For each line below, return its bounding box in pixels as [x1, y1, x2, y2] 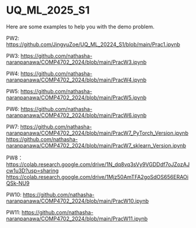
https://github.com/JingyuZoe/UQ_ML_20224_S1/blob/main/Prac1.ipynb [6, 41, 181, 48]
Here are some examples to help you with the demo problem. [6, 23, 155, 30]
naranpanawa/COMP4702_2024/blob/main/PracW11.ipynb [6, 215, 148, 222]
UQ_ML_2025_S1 [6, 4, 90, 17]
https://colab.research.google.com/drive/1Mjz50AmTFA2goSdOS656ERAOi [6, 173, 189, 180]
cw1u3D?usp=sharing [6, 167, 59, 174]
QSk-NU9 [6, 180, 30, 187]
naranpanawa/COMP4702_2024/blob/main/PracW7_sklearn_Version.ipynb [6, 142, 187, 149]
